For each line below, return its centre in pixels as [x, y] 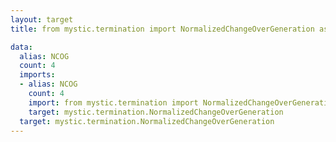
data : [21, 47]
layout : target [42, 19]
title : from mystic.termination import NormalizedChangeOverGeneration [162, 29]
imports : [37, 75]
